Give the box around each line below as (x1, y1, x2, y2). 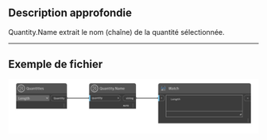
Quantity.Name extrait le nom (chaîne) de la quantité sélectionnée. (8, 27, 225, 36)
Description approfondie (8, 6, 133, 20)
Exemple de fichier (8, 58, 103, 71)
